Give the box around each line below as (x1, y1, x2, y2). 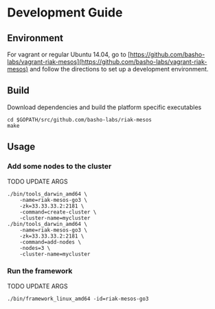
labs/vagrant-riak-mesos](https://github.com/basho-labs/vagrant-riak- (7, 58, 207, 66)
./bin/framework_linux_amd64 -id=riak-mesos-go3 (7, 295, 149, 302)
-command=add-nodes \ (19, 238, 81, 245)
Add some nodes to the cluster (7, 161, 112, 171)
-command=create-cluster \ (19, 208, 97, 216)
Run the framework (7, 266, 73, 276)
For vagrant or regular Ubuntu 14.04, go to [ (7, 50, 131, 58)
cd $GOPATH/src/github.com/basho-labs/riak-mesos (7, 116, 152, 123)
